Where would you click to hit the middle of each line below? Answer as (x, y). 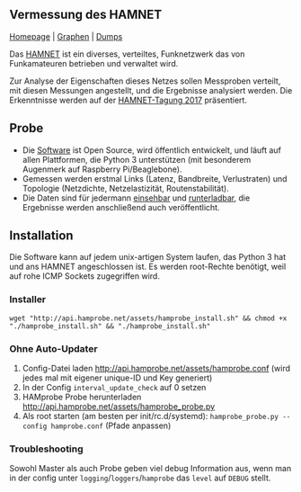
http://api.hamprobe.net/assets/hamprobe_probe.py (119, 407)
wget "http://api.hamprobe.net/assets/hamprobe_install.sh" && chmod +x (148, 318)
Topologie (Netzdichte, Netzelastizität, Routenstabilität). (125, 188)
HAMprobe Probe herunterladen (82, 397)
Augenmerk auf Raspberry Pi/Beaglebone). (102, 169)
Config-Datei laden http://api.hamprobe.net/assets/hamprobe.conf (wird (156, 369)
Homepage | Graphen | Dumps (66, 36)
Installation (41, 236)
